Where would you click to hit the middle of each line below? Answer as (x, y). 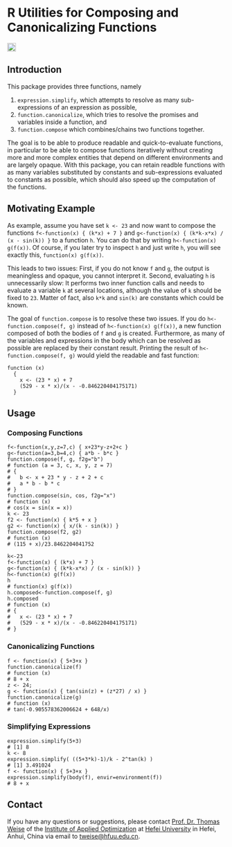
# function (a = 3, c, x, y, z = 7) (60, 465)
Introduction (35, 70)
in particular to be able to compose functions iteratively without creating (110, 150)
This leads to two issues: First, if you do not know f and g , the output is (108, 268)
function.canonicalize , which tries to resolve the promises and (108, 114)
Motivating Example (51, 209)
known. (18, 305)
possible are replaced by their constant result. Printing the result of (103, 348)
